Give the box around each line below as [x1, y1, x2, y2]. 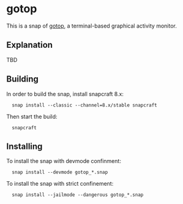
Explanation [6, 40, 53, 50]
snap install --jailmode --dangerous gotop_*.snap [12, 192, 144, 198]
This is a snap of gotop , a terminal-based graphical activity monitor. [6, 22, 177, 29]
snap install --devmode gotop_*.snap [12, 169, 108, 176]
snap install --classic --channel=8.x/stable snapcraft [12, 102, 157, 108]
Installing [6, 141, 43, 151]
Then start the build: [6, 113, 58, 120]
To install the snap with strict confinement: [6, 180, 114, 187]
